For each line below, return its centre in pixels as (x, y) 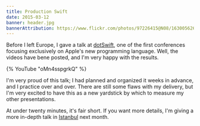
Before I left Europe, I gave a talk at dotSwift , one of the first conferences (96, 45)
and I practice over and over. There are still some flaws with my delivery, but (100, 87)
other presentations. (31, 99)
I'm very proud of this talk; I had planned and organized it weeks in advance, (100, 80)
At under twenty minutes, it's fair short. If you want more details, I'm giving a (100, 111)
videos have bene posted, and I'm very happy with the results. (82, 57)
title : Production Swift (37, 12)
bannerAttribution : (30, 28)
